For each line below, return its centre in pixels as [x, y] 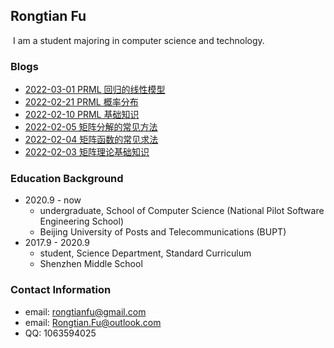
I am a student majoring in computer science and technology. [138, 40]
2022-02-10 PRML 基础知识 [82, 115]
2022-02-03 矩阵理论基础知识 [87, 152]
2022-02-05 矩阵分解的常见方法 [91, 127]
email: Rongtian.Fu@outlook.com [93, 322]
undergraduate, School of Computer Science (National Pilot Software [182, 211]
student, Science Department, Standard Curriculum [145, 253]
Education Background [67, 179]
